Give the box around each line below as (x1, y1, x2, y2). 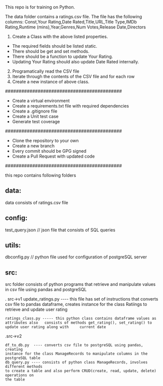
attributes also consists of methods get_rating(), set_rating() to (5, 320, 152, 326)
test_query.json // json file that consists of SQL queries (5, 227, 116, 233)
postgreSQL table (5, 356, 41, 360)
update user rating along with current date (5, 325, 106, 330)
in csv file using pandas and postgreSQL (5, 287, 87, 293)
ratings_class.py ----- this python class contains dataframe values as (5, 316, 157, 321)
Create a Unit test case (12, 113, 59, 119)
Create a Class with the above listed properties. (12, 34, 108, 39)
